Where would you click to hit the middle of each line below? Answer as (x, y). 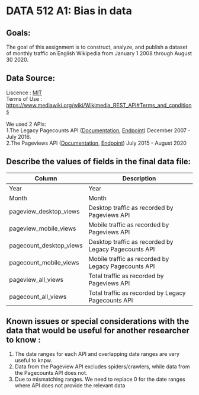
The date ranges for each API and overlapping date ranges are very (97, 354)
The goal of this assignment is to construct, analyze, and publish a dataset (97, 47)
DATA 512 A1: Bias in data (69, 11)
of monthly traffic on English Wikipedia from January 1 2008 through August (99, 53)
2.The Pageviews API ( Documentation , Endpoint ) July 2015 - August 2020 (96, 143)
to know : (24, 340)
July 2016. (19, 136)
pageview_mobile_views (43, 228)
